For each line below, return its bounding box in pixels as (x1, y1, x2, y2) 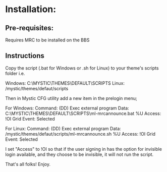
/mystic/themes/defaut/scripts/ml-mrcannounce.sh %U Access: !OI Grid (5, 131, 155, 137)
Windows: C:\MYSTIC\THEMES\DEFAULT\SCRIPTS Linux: (5, 80, 125, 86)
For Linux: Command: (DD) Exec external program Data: (5, 125, 121, 132)
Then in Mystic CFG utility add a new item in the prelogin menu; (5, 95, 137, 101)
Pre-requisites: (5, 24, 54, 32)
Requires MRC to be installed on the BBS (5, 37, 90, 43)
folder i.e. (5, 70, 25, 76)
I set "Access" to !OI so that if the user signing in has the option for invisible (5, 146, 162, 152)
